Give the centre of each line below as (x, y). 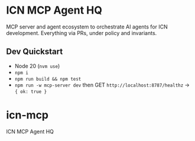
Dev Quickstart (35, 52)
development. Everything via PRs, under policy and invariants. (82, 33)
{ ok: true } (31, 92)
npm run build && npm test (48, 79)
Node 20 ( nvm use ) (37, 66)
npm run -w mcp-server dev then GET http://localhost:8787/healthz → (102, 85)
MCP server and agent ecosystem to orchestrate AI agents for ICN (87, 27)
